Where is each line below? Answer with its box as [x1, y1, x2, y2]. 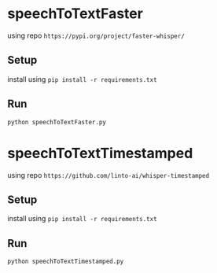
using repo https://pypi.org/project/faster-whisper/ [7, 31, 186, 40]
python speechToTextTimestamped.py [7, 257, 124, 266]
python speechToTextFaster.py [7, 118, 107, 126]
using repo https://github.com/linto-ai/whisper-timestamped [7, 170, 210, 179]
